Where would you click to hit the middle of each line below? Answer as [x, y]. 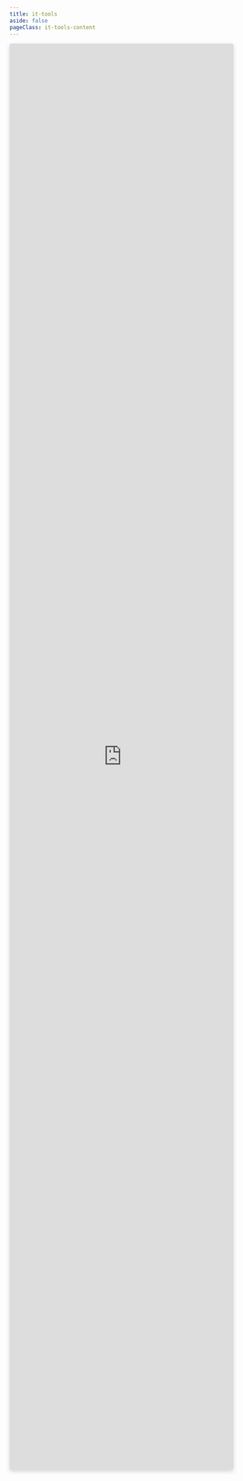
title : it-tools [33, 14]
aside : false [29, 21]
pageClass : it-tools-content [53, 27]
